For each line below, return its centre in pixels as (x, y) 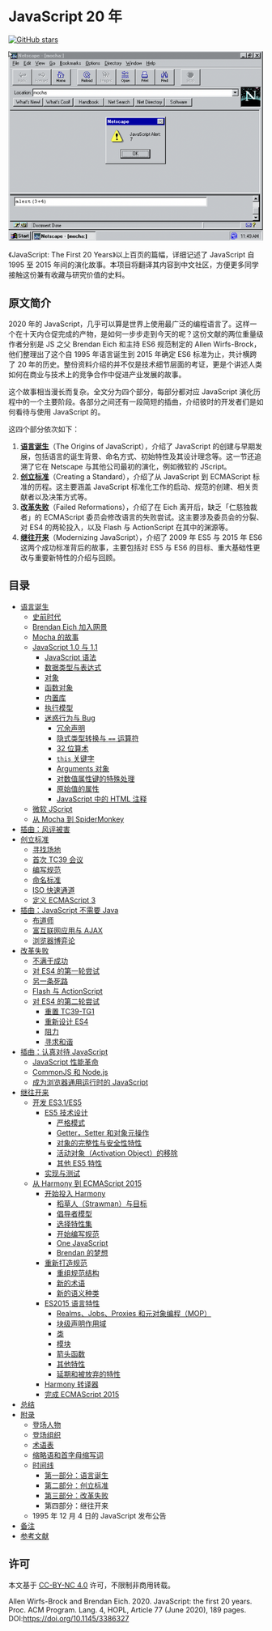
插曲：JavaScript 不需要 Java (69, 910)
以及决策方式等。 (63, 497)
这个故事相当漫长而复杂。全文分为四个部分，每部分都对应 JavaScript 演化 (131, 392)
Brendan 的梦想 (82, 1252)
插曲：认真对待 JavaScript (64, 1051)
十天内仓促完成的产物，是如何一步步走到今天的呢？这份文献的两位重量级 (143, 334)
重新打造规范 (66, 1263)
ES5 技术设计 (66, 1112)
